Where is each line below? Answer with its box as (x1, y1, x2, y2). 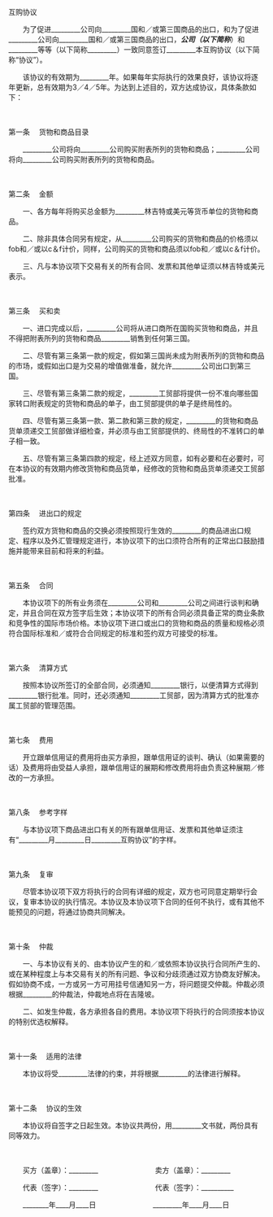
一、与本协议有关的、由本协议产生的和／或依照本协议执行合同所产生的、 (22, 959, 265, 968)
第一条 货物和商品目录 (8, 127, 89, 137)
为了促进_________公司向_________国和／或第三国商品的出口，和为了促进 (22, 24, 259, 34)
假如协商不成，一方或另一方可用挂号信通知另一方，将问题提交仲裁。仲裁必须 (8, 979, 265, 988)
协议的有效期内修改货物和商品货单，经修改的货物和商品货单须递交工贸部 (22, 464, 265, 473)
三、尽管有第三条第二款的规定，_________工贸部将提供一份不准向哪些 (22, 389, 252, 398)
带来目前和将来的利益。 (29, 546, 108, 556)
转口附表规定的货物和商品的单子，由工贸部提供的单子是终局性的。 (15, 399, 236, 408)
